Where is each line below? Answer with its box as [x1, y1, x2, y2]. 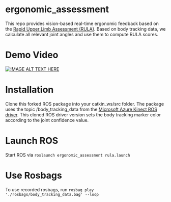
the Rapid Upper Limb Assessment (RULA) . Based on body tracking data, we [5, 26, 166, 32]
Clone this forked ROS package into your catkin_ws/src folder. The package [5, 100, 164, 107]
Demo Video [5, 49, 59, 61]
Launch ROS [5, 135, 59, 146]
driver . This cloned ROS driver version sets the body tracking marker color [5, 111, 161, 118]
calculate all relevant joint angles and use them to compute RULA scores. [5, 31, 159, 37]
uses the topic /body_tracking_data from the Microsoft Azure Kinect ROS [5, 106, 158, 112]
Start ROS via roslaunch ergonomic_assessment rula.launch [5, 151, 130, 158]
